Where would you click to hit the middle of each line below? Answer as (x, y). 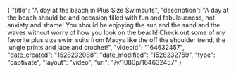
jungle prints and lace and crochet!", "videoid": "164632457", (96, 47)
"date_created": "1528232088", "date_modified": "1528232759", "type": (112, 55)
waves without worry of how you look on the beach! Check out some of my (116, 32)
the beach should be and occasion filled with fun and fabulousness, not (111, 18)
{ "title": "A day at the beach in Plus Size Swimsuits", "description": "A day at (118, 10)
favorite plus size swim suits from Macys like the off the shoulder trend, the (117, 40)
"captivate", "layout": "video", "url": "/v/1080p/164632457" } (94, 62)
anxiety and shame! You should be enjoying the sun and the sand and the (114, 25)
